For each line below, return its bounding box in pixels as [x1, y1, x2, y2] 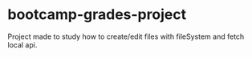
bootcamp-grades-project [7, 6, 186, 24]
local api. [7, 40, 38, 49]
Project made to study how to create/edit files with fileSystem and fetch [7, 32, 245, 41]
